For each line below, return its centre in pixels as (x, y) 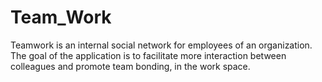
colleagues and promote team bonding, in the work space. (130, 66)
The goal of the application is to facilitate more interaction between (148, 55)
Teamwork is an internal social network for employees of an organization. (161, 45)
